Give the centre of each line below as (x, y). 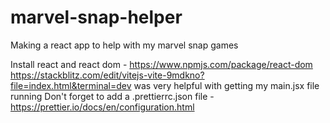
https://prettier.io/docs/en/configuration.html (102, 107)
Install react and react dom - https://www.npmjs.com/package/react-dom (161, 64)
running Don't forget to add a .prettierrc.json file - (112, 96)
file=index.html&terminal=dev (71, 85)
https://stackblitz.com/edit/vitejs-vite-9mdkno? (107, 75)
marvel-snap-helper (96, 17)
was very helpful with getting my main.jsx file (226, 85)
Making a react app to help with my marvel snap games (124, 45)
